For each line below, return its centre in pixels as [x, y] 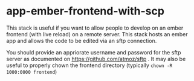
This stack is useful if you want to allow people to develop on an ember [95, 28]
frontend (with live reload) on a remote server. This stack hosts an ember [97, 34]
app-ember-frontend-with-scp [86, 11]
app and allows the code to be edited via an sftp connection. [82, 40]
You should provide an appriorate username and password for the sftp [94, 52]
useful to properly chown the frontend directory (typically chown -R [89, 65]
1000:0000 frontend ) [32, 71]
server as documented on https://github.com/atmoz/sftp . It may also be [96, 59]
